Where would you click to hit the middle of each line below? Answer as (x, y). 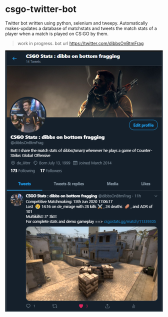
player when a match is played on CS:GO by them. (57, 33)
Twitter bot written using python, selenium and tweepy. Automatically (76, 23)
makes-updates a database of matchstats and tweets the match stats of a (81, 28)
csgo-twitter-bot (41, 9)
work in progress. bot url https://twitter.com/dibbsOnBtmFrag (80, 43)
